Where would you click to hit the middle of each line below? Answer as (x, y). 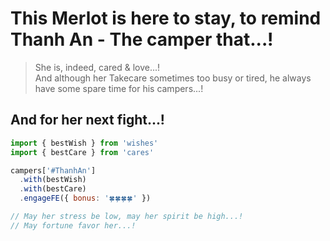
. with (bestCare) (53, 189)
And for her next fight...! (87, 120)
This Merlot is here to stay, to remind (166, 18)
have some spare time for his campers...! (119, 88)
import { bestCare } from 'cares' (82, 152)
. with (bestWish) (53, 180)
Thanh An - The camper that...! (142, 39)
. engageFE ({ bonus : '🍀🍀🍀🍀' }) (85, 198)
